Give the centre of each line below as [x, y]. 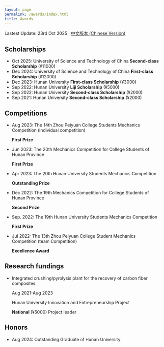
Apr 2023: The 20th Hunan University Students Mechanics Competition [84, 173]
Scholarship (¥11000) [34, 66]
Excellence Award [30, 251]
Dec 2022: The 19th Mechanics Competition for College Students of [80, 193]
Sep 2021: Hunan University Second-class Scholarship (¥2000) [77, 98]
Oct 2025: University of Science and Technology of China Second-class [85, 61]
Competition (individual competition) [49, 130]
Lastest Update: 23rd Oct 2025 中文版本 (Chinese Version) [65, 33]
